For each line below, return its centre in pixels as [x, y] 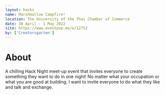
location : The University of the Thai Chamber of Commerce [68, 19]
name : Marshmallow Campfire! [35, 14]
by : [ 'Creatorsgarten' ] [30, 33]
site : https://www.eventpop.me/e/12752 [46, 28]
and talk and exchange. [29, 87]
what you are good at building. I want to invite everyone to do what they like [82, 82]
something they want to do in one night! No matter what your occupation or [82, 76]
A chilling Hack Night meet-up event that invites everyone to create [74, 71]
